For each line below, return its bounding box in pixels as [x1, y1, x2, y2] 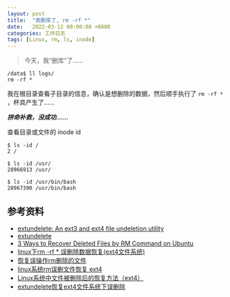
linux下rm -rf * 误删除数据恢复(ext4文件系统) [17, 247, 145, 256]
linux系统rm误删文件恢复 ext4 [17, 265, 102, 273]
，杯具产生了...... [7, 99, 55, 107]
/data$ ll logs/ [7, 71, 54, 78]
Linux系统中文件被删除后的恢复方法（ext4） [17, 273, 144, 282]
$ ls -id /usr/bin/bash [7, 179, 77, 186]
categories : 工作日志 [7, 29, 66, 37]
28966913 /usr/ [7, 166, 52, 173]
